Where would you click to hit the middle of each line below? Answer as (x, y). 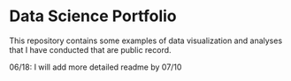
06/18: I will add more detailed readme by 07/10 (96, 67)
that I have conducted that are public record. (90, 49)
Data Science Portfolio (93, 16)
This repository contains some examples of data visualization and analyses (146, 40)
